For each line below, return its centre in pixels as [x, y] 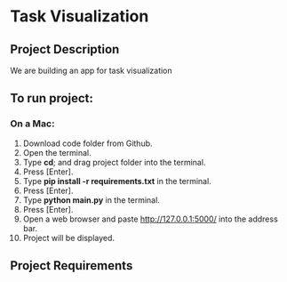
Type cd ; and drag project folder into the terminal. [114, 162]
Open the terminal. [57, 152]
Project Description [65, 49]
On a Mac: [32, 124]
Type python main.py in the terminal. [92, 200]
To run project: [52, 98]
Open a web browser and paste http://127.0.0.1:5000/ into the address [150, 219]
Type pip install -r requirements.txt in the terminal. [117, 181]
